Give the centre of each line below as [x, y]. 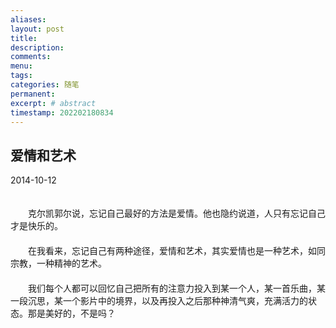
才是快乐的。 [36, 226]
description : [37, 47]
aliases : [28, 19]
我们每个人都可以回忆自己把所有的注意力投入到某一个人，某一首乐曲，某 [176, 288]
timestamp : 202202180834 [62, 112]
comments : [31, 57]
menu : [21, 66]
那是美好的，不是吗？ [71, 313]
